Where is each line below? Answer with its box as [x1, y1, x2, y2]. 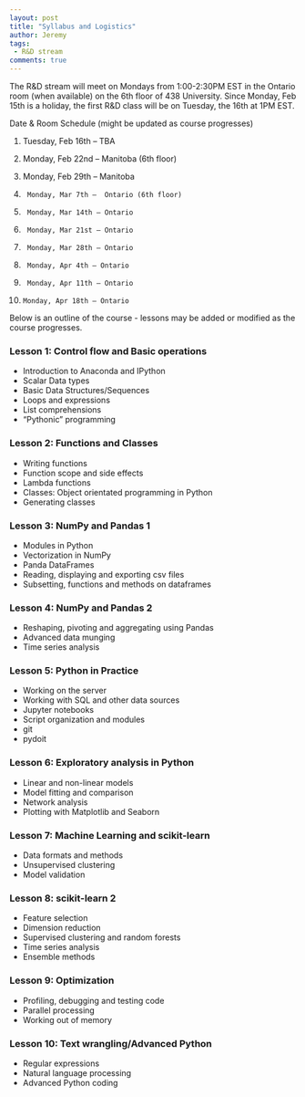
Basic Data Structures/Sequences [22, 385, 150, 396]
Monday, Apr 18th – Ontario [22, 297, 129, 306]
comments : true [9, 56, 67, 65]
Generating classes [22, 496, 96, 507]
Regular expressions [22, 1058, 100, 1069]
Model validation [22, 869, 86, 881]
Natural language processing [22, 1067, 132, 1078]
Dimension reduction [22, 923, 102, 934]
